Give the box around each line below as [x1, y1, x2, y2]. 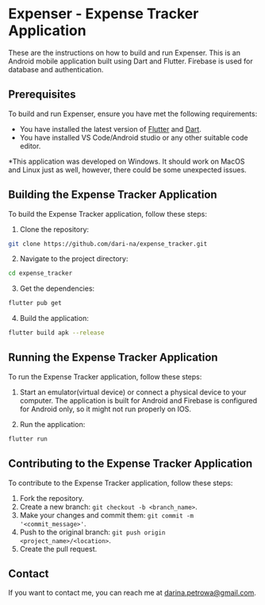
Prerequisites [8, 88, 76, 102]
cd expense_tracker [8, 269, 73, 278]
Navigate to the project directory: [19, 254, 129, 264]
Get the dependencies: [19, 283, 95, 294]
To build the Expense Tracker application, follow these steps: [8, 209, 208, 218]
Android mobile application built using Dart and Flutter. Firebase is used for [8, 56, 254, 66]
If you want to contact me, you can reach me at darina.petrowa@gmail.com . [8, 588, 256, 598]
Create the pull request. [19, 544, 98, 553]
